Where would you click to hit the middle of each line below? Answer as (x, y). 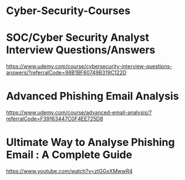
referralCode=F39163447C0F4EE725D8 (55, 119)
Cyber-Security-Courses (68, 11)
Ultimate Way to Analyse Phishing (90, 142)
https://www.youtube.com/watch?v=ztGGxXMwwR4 (70, 171)
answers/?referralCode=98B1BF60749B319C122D (66, 73)
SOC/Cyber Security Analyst (78, 38)
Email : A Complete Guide (69, 155)
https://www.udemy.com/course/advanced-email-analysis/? (79, 113)
